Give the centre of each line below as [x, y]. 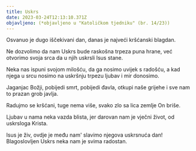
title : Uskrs [22, 12]
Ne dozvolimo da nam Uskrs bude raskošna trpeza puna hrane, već [89, 52]
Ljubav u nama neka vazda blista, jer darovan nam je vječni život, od [91, 117]
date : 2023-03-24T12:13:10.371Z [46, 17]
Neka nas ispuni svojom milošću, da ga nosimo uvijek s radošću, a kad [93, 70]
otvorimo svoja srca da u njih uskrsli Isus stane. [65, 58]
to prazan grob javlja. [32, 94]
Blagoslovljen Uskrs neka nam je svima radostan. [67, 141]
